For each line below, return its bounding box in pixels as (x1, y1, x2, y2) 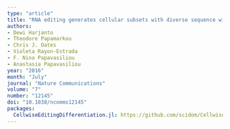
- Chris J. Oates (7, 42, 57, 48)
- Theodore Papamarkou (7, 35, 72, 42)
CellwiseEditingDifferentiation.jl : (13, 111, 118, 118)
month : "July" (7, 73, 48, 81)
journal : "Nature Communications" (7, 80, 106, 87)
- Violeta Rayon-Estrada (7, 48, 78, 55)
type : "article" (7, 10, 53, 17)
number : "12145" (7, 93, 53, 100)
